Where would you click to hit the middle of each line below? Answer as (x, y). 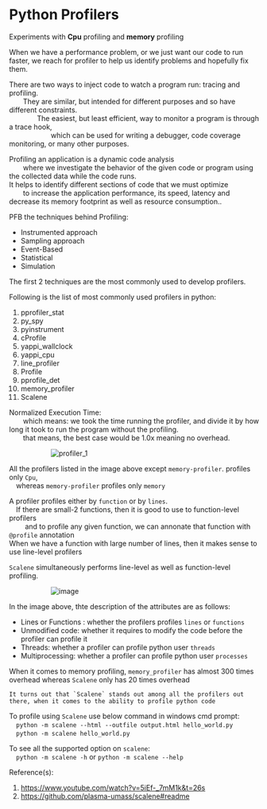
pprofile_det (40, 380)
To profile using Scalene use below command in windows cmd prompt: (124, 716)
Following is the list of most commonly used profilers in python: (113, 297)
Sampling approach (52, 240)
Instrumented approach (59, 232)
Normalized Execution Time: (55, 412)
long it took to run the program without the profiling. (94, 429)
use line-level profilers (46, 552)
